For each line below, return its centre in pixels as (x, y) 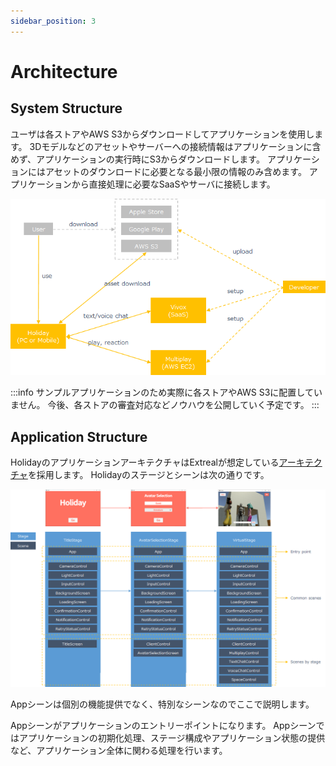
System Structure (66, 108)
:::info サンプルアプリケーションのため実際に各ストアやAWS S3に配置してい (166, 392)
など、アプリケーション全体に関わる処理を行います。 (119, 751)
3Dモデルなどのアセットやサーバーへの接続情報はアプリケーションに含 (175, 146)
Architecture (64, 71)
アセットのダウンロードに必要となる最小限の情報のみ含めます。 (175, 171)
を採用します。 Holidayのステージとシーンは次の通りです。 (148, 475)
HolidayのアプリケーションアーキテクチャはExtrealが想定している (145, 462)
